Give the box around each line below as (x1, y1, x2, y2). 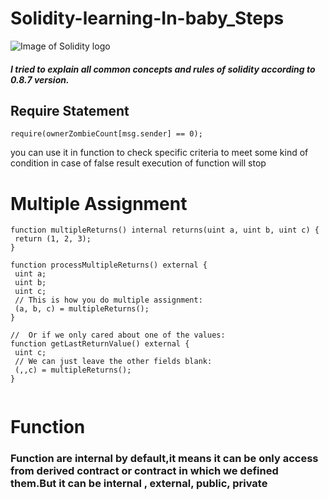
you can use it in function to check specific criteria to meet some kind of (10, 147, 309, 159)
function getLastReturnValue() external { (10, 339, 190, 349)
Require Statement (10, 102, 130, 119)
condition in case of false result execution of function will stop (10, 157, 267, 169)
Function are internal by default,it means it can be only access (10, 452, 319, 466)
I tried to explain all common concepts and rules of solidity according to (10, 63, 316, 75)
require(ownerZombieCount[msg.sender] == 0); (10, 129, 203, 139)
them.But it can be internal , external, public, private (10, 477, 268, 491)
